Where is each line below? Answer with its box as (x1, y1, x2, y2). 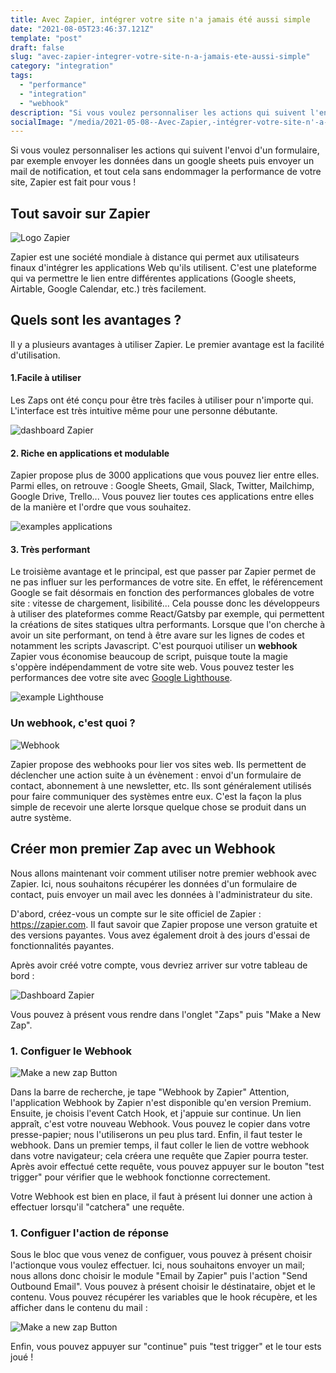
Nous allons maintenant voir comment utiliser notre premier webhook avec (10, 867, 317, 879)
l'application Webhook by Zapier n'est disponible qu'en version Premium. (10, 1096, 312, 1108)
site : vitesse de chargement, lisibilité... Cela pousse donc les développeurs (10, 597, 320, 610)
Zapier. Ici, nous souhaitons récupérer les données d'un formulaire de (10, 877, 298, 890)
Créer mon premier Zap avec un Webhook (10, 841, 276, 858)
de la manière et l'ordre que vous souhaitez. (10, 501, 192, 513)
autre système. (10, 811, 72, 823)
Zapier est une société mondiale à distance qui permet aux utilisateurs (10, 251, 300, 263)
